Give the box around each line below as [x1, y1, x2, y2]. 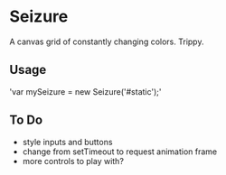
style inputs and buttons [22, 136, 113, 147]
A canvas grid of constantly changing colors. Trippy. [9, 36, 204, 47]
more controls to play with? [22, 155, 125, 166]
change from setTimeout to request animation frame [22, 146, 218, 157]
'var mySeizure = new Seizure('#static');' [9, 86, 162, 97]
